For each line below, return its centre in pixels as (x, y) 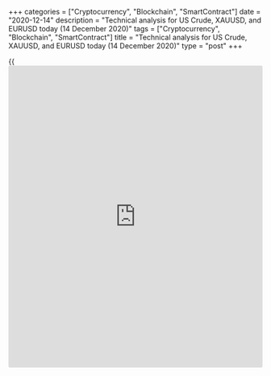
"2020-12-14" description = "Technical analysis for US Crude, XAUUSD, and (135, 20)
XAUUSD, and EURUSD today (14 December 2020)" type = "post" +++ (126, 46)
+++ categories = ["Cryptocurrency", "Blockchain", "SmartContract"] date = (135, 12)
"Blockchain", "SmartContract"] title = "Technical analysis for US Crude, (128, 37)
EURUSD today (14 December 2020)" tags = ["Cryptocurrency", (114, 29)
